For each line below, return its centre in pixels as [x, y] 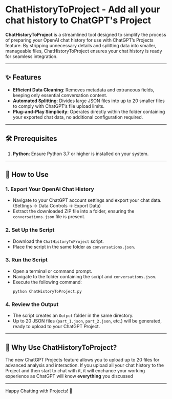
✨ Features [23, 77]
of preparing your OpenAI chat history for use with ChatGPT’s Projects [79, 40]
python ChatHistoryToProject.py [47, 291]
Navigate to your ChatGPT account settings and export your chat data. [87, 200]
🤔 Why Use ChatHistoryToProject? [61, 347]
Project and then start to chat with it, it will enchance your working [75, 370]
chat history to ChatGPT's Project [78, 20]
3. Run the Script [26, 260]
